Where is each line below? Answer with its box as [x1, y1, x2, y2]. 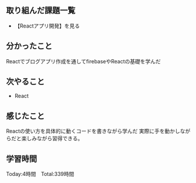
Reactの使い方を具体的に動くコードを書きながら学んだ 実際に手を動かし [6, 128, 180, 135]
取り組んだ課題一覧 [6, 5, 75, 16]
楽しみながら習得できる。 [21, 135, 83, 142]
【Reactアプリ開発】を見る [14, 22, 80, 29]
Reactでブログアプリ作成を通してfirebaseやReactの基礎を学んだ [6, 57, 161, 65]
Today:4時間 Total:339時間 [6, 171, 74, 178]
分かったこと [6, 41, 53, 51]
